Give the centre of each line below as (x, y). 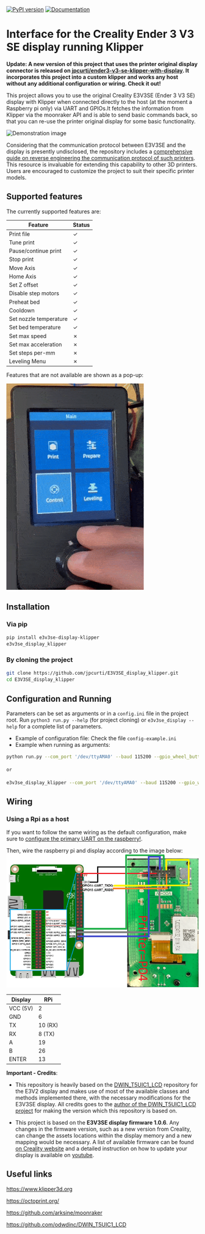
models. (16, 177)
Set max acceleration (35, 344)
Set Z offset (23, 285)
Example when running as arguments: (63, 745)
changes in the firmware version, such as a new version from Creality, (103, 1129)
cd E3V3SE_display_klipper (41, 680)
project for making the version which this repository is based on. (96, 1111)
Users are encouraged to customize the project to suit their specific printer (100, 171)
